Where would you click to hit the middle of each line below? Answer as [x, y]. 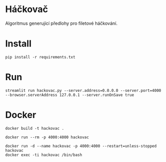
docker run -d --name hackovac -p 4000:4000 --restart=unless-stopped [81, 146]
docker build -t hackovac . [35, 128]
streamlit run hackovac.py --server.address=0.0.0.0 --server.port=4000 [83, 90]
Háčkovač [27, 9]
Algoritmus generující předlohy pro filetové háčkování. [61, 23]
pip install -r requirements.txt [40, 57]
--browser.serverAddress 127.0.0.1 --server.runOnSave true [70, 95]
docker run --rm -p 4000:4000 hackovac [47, 137]
